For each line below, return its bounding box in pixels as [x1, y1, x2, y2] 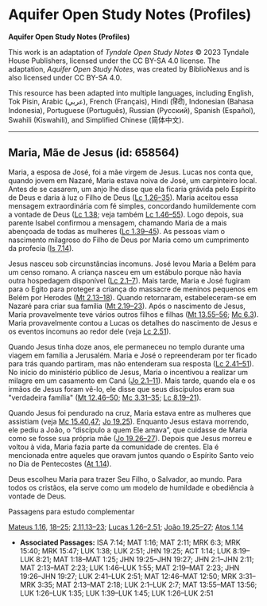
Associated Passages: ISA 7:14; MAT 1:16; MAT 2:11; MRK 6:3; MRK [19, 538, 241, 547]
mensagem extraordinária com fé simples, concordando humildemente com [8, 201, 257, 210]
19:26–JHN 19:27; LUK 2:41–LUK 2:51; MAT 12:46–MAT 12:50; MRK [19, 571, 237, 581]
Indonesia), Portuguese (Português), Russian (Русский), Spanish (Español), [8, 105, 256, 115]
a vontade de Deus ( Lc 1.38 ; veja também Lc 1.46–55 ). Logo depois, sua [8, 209, 244, 219]
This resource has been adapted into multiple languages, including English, [8, 88, 254, 97]
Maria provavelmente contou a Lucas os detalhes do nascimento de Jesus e [8, 318, 258, 327]
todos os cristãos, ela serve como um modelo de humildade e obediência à [8, 483, 254, 492]
